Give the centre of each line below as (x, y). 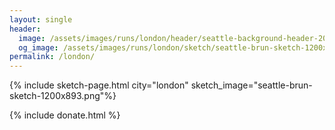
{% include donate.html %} (65, 115)
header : (25, 29)
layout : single (41, 19)
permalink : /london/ (52, 57)
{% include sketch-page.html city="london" (99, 85)
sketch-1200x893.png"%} (63, 96)
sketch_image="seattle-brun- (251, 85)
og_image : (38, 47)
